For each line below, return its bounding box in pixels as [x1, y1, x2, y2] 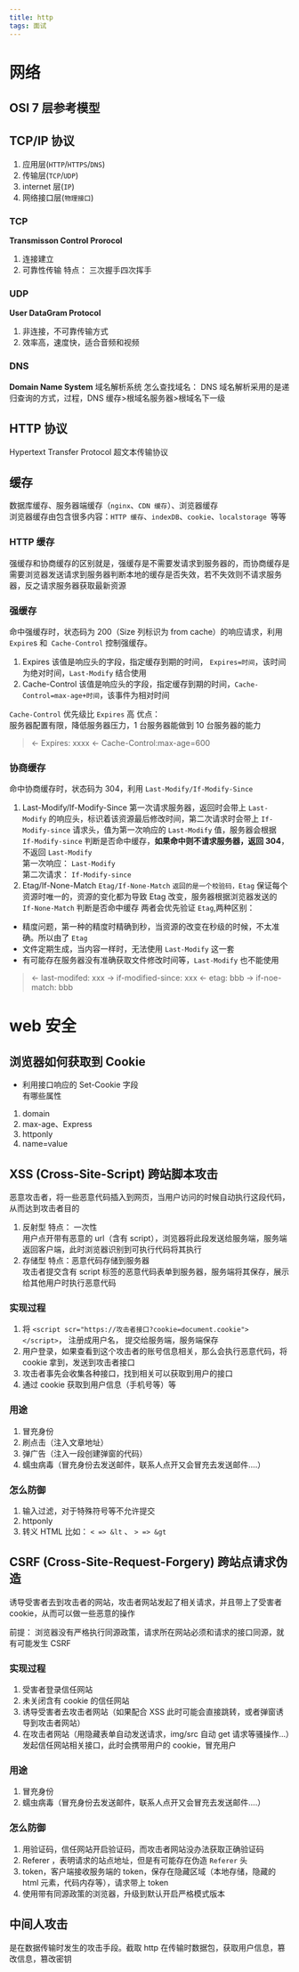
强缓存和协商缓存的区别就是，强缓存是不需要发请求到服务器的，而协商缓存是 [9, 557, 290, 568]
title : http [9, 12, 53, 22]
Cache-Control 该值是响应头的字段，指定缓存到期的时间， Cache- [21, 678, 259, 689]
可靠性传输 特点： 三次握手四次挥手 [21, 264, 152, 276]
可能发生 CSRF [16, 1637, 71, 1648]
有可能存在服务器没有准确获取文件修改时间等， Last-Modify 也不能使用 [21, 954, 279, 966]
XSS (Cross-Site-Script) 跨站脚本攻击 [9, 1166, 218, 1181]
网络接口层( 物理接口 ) [21, 192, 94, 203]
